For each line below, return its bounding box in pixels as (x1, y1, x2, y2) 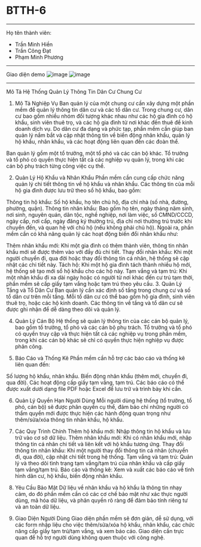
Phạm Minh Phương (14, 53, 64, 61)
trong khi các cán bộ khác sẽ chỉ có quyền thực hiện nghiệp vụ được (14, 336, 184, 343)
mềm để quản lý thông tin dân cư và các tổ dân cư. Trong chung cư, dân (14, 106, 193, 113)
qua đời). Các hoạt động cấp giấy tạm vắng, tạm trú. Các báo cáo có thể (6, 379, 184, 386)
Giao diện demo (6, 70, 45, 78)
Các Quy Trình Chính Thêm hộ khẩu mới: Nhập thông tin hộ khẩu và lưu (14, 428, 191, 435)
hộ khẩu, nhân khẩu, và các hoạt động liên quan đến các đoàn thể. (14, 138, 179, 145)
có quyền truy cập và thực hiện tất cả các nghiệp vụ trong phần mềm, (14, 330, 187, 337)
